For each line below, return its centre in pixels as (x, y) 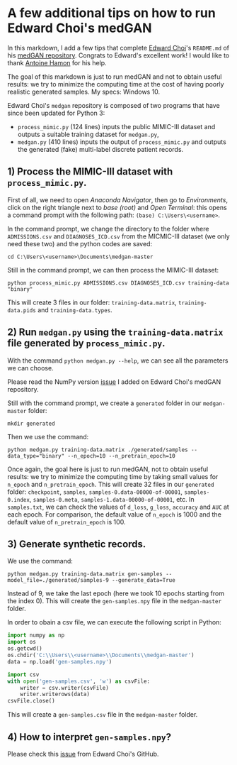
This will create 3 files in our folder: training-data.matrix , (92, 302)
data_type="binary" (36, 456)
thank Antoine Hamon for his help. (57, 62)
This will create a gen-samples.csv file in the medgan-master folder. (103, 715)
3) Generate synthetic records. (77, 544)
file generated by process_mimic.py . (86, 343)
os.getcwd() (25, 649)
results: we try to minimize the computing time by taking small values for (113, 476)
